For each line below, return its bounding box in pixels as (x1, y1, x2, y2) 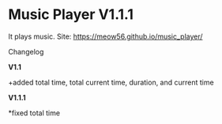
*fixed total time (8, 108, 61, 118)
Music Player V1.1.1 (8, 6, 134, 24)
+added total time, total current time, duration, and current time (8, 77, 215, 87)
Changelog (8, 47, 44, 56)
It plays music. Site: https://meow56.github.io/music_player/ (8, 32, 203, 41)
